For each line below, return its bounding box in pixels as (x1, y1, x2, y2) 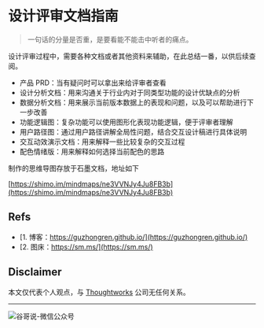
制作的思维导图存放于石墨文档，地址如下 (8, 163, 139, 173)
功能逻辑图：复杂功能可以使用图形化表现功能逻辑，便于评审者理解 (19, 117, 233, 127)
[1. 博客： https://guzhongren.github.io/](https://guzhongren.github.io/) (19, 232, 248, 241)
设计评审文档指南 (8, 7, 119, 25)
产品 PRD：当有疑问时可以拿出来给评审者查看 (19, 78, 167, 87)
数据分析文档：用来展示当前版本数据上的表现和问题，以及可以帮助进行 (19, 98, 247, 107)
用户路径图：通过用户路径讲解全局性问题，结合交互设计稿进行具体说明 (19, 127, 247, 136)
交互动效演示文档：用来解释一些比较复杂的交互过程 (19, 137, 185, 146)
